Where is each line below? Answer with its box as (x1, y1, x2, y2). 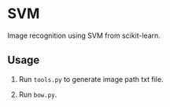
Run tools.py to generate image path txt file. (18, 74, 164, 83)
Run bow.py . (18, 90, 57, 99)
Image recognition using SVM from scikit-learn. (7, 31, 161, 40)
